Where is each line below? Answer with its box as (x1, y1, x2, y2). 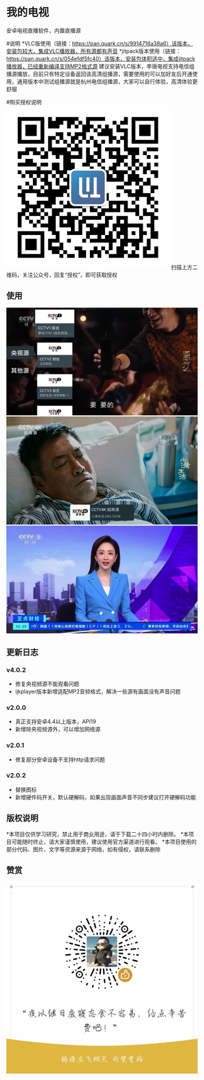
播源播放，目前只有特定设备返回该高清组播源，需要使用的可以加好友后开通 (6, 70, 192, 77)
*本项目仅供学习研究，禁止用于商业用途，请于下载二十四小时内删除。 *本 (6, 830, 189, 838)
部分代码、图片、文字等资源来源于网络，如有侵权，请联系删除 (6, 846, 161, 853)
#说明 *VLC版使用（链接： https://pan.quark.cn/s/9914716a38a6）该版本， (6, 40, 193, 47)
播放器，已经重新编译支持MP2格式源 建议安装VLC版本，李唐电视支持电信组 (6, 62, 195, 70)
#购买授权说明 (6, 98, 42, 105)
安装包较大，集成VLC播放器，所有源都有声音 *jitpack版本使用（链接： (6, 47, 181, 55)
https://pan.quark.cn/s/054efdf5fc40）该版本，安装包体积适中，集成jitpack (6, 55, 195, 62)
